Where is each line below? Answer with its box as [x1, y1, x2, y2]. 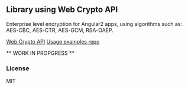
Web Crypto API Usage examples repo [6, 38, 100, 45]
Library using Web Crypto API [6, 5, 118, 15]
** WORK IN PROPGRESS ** [6, 50, 75, 57]
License [6, 64, 30, 72]
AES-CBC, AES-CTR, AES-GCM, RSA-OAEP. [6, 27, 114, 34]
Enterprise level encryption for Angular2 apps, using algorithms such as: [6, 20, 182, 27]
